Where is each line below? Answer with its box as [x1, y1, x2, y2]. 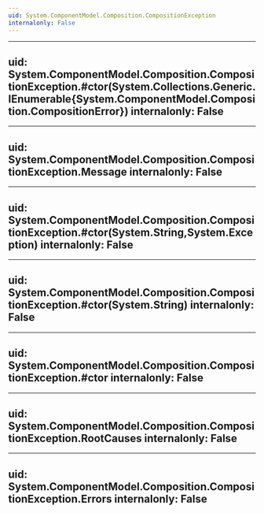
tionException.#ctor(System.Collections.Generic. [8, 80, 256, 93]
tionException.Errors [8, 492, 112, 505]
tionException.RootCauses [8, 431, 143, 445]
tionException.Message [8, 165, 127, 178]
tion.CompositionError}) [8, 104, 129, 118]
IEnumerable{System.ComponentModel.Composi [8, 92, 255, 106]
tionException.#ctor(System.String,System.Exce [8, 225, 254, 239]
